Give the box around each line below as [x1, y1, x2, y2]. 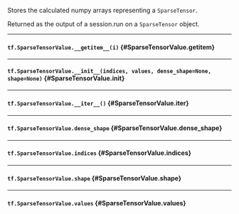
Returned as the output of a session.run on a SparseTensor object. [7, 20, 200, 28]
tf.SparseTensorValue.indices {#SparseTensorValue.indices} [7, 149, 192, 157]
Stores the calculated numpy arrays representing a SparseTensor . [7, 6, 198, 14]
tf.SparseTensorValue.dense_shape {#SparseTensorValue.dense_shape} [7, 124, 223, 132]
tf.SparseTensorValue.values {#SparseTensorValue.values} [7, 198, 186, 207]
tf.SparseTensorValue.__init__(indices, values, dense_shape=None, [7, 68, 212, 75]
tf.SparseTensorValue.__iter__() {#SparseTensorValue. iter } [7, 99, 190, 107]
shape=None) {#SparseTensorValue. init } [7, 74, 125, 82]
